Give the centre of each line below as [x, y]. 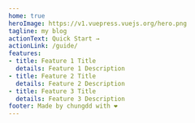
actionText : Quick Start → [54, 38]
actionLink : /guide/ [43, 46]
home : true [27, 16]
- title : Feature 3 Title [52, 91]
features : [25, 53]
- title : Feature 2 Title [52, 76]
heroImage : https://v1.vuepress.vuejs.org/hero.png [97, 23]
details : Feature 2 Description [71, 83]
